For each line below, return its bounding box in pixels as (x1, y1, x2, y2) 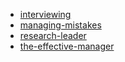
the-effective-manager (19, 40, 115, 52)
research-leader (19, 30, 87, 41)
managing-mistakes (19, 19, 102, 31)
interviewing (19, 9, 72, 20)
